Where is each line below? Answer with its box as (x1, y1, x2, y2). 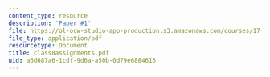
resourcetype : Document (8, 42, 88, 50)
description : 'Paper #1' (8, 19, 92, 27)
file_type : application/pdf (8, 34, 103, 43)
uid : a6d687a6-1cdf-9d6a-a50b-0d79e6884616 (8, 57, 157, 65)
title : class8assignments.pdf (8, 49, 110, 57)
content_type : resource (8, 11, 88, 20)
